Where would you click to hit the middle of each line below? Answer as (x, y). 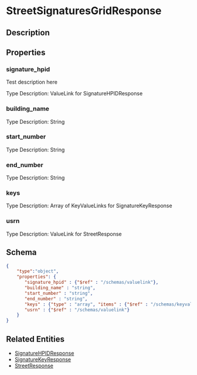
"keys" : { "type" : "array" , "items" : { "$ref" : (86, 304)
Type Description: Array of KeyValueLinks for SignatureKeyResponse (89, 206)
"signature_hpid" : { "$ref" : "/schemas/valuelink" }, (91, 283)
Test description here (32, 82)
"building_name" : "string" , (60, 288)
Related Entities (35, 339)
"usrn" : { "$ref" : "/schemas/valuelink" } (77, 310)
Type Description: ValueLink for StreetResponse (64, 234)
